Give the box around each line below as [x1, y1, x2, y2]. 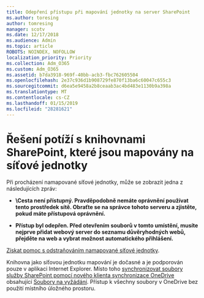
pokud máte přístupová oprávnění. [15, 210, 106, 218]
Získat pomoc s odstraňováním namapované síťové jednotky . [6, 246, 160, 254]
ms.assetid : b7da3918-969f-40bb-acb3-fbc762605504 [6, 72, 138, 78]
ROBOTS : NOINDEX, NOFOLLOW [6, 49, 75, 55]
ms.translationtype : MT [6, 89, 67, 95]
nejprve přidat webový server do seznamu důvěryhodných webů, [15, 228, 186, 236]
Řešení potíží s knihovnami [6, 132, 146, 146]
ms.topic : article [6, 44, 53, 50]
